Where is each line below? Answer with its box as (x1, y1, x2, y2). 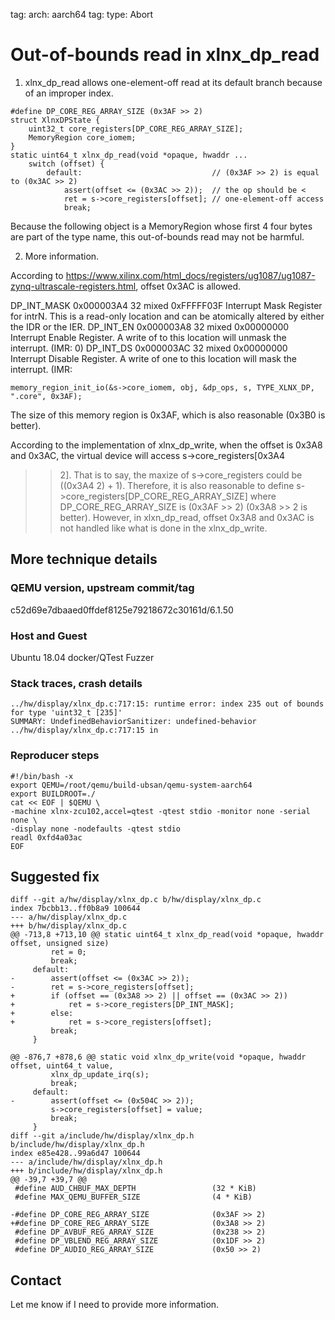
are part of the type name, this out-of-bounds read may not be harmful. (10, 230, 305, 243)
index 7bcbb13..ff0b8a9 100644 (10, 904, 141, 914)
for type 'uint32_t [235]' (10, 708, 123, 718)
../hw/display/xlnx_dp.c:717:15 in (10, 725, 159, 736)
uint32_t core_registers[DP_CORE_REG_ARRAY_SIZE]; (28, 124, 244, 134)
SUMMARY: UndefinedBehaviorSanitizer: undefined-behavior (10, 717, 257, 727)
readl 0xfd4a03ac (10, 832, 83, 843)
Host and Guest (10, 629, 88, 643)
